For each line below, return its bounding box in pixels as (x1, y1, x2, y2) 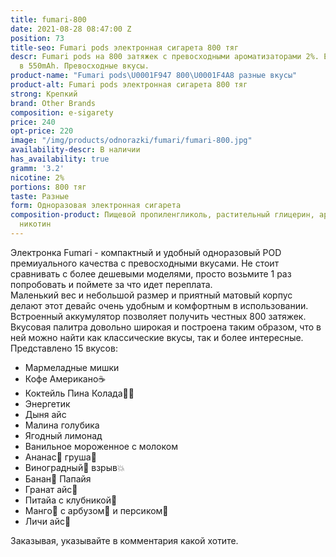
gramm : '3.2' (10, 163, 65, 173)
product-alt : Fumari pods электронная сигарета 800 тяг (10, 80, 248, 90)
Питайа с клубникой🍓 (24, 494, 118, 506)
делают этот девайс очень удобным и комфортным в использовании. (10, 299, 309, 311)
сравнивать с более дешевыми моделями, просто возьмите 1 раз (10, 267, 292, 280)
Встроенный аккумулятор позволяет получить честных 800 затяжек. (10, 310, 307, 322)
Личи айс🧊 (24, 515, 72, 527)
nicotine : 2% (10, 172, 65, 183)
